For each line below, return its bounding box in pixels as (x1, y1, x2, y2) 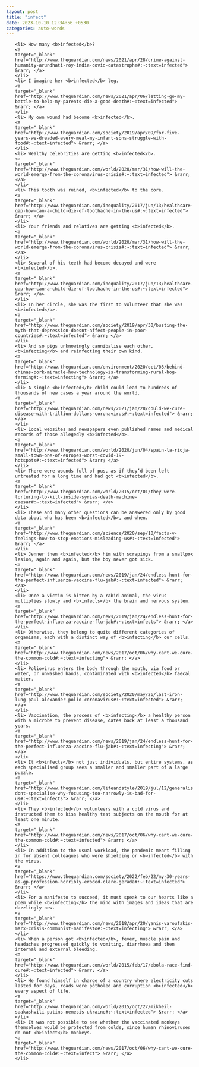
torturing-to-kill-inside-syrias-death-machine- (14, 494, 138, 500)
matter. (14, 676, 34, 682)
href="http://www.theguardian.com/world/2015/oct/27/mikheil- (14, 1004, 172, 1010)
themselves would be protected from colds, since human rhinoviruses (14, 1025, 191, 1031)
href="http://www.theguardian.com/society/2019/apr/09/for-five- (14, 130, 180, 136)
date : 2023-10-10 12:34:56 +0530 (6, 20, 89, 26)
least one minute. (14, 817, 61, 823)
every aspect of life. (14, 988, 71, 994)
